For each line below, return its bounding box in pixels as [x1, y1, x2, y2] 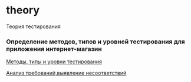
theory [6, 4, 40, 17]
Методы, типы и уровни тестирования [6, 58, 102, 65]
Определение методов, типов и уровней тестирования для [6, 37, 186, 46]
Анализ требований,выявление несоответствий [6, 70, 127, 77]
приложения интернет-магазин [6, 45, 102, 53]
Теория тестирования [6, 23, 61, 30]
